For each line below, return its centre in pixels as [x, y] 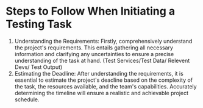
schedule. [27, 99]
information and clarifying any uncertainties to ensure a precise [94, 54]
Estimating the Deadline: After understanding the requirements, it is [99, 73]
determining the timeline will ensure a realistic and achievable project [101, 93]
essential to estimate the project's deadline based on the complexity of [104, 80]
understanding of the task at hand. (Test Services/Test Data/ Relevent [102, 60]
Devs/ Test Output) [38, 67]
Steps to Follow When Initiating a [90, 11]
